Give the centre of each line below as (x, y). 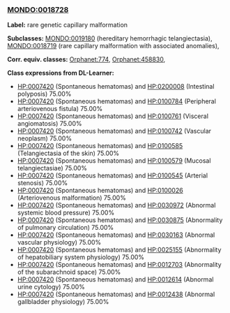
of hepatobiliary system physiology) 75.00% (81, 257)
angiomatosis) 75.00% (49, 124)
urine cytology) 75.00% (51, 287)
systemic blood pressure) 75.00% (66, 213)
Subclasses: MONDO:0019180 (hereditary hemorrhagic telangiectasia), (110, 38)
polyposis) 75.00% (44, 94)
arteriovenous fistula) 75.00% (60, 109)
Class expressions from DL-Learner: (61, 73)
